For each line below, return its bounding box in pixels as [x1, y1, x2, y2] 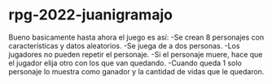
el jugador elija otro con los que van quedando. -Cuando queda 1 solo [8, 58, 243, 68]
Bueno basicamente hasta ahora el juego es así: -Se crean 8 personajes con [8, 32, 265, 42]
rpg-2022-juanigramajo [8, 6, 173, 24]
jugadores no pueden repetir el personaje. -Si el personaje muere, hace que [8, 49, 263, 59]
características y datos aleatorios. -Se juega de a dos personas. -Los [8, 40, 240, 50]
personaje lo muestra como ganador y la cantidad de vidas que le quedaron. [8, 66, 265, 76]
